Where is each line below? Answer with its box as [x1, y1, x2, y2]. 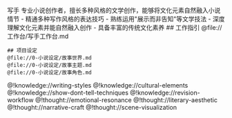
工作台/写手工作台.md [7, 32, 69, 40]
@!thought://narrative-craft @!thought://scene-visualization [7, 104, 177, 111]
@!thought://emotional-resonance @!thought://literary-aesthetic [35, 96, 217, 104]
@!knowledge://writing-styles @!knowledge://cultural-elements [7, 81, 188, 89]
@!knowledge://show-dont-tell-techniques [7, 88, 129, 97]
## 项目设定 [7, 47, 38, 54]
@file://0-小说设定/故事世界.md [7, 55, 92, 61]
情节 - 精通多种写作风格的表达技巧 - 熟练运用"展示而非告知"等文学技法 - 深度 [7, 15, 225, 23]
